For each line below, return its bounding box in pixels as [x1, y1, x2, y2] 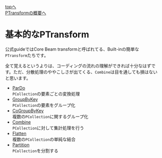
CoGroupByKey [12, 107, 44, 114]
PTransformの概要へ [5, 10, 46, 16]
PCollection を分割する [12, 148, 59, 154]
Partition [12, 142, 30, 148]
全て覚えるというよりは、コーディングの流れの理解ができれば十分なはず [5, 63, 152, 68]
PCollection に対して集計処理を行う [12, 125, 85, 131]
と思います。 [5, 75, 31, 81]
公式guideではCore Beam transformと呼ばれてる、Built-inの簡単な [5, 46, 139, 52]
